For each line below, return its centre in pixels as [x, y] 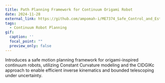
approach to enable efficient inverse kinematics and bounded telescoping [80, 70]
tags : [11, 23]
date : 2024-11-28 [23, 14]
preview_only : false [30, 46]
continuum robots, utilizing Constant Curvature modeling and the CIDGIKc [80, 65]
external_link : [21, 19]
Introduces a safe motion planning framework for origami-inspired [72, 60]
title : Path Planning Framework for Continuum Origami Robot [69, 10]
